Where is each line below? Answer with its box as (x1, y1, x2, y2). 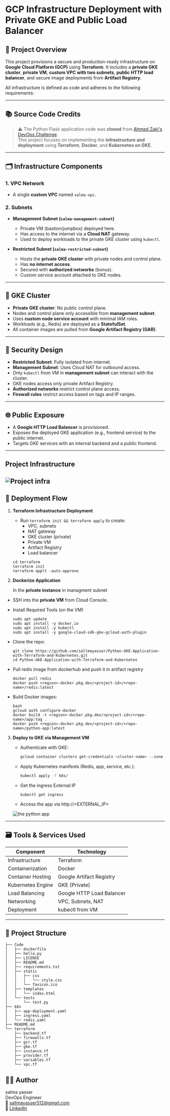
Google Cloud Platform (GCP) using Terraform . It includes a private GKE (5, 64, 158, 70)
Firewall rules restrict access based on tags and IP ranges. (12, 391, 136, 397)
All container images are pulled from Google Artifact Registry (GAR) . (12, 326, 157, 332)
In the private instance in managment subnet (12, 587, 107, 593)
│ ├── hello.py (5, 951, 42, 956)
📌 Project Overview (5, 45, 67, 54)
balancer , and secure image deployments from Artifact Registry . (5, 75, 142, 81)
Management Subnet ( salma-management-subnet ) (12, 215, 115, 221)
